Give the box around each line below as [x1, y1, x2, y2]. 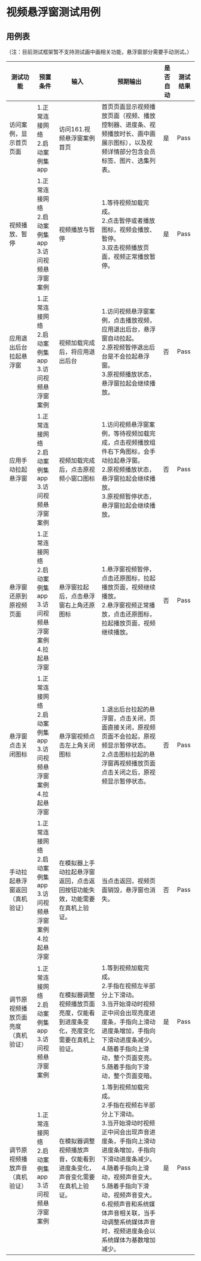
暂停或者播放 [118, 216, 156, 225]
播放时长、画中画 [107, 130, 156, 138]
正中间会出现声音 [101, 1128, 150, 1136]
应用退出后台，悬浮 [101, 325, 156, 333]
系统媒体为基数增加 [101, 1236, 156, 1244]
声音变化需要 [59, 1173, 96, 1181]
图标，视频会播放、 [101, 225, 156, 234]
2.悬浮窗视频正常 [101, 601, 150, 609]
